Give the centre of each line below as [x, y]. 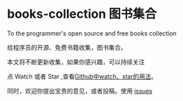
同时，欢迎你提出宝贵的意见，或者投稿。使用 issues [80, 91]
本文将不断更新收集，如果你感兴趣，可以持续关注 [76, 61]
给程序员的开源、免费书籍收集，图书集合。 [67, 47]
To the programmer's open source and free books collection [92, 33]
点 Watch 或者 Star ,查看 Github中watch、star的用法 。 [82, 76]
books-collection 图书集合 [82, 14]
